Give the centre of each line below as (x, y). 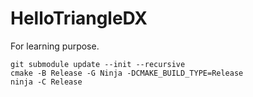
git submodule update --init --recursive (98, 64)
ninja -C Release (46, 82)
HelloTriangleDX (79, 18)
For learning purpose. (55, 46)
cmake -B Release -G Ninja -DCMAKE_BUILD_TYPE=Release (127, 73)
